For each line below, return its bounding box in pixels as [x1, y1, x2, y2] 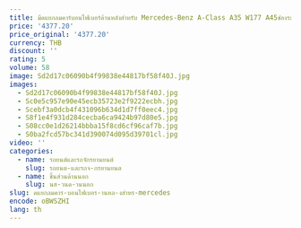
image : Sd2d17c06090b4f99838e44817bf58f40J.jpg [9, 72, 191, 81]
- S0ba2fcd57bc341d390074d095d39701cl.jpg [17, 130, 178, 139]
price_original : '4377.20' [9, 30, 110, 39]
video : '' [9, 138, 47, 147]
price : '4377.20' [9, 22, 74, 31]
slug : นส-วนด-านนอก [25, 180, 94, 189]
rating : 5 [9, 55, 47, 64]
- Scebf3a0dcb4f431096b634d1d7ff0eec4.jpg [17, 105, 178, 114]
